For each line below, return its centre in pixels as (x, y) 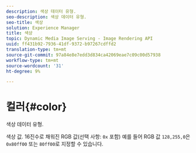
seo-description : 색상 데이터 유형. (46, 17)
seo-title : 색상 (25, 22)
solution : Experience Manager (43, 28)
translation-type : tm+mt (36, 50)
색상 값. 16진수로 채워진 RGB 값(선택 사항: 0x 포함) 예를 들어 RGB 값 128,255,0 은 (98, 137)
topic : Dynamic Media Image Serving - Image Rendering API (80, 39)
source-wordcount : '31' (35, 66)
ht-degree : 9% (23, 71)
